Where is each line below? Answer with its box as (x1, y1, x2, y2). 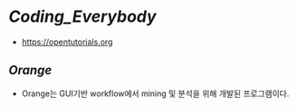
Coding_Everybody (8, 6, 157, 27)
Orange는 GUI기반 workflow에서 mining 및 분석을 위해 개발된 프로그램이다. (21, 88, 290, 99)
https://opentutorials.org (21, 36, 113, 47)
